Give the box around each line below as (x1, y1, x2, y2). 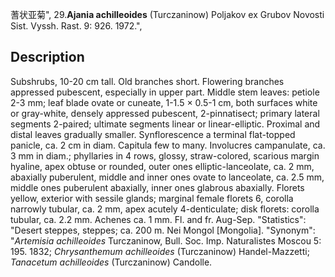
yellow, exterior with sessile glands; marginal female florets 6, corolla (10, 192, 294, 204)
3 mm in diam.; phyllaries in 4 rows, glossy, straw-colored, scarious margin (10, 149, 320, 162)
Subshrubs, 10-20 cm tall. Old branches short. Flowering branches (10, 75, 285, 87)
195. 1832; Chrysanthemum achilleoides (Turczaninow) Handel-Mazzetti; (10, 245, 310, 257)
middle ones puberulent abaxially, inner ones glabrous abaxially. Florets (10, 181, 305, 193)
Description (10, 49, 85, 66)
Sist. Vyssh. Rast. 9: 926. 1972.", (10, 20, 143, 32)
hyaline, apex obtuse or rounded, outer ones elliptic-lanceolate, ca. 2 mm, (10, 160, 315, 172)
